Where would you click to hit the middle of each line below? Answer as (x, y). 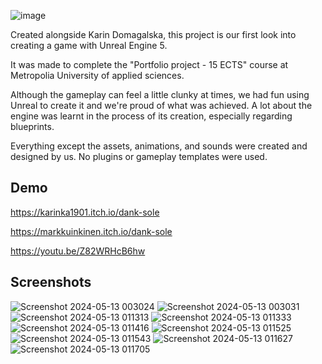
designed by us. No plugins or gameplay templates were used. (139, 156)
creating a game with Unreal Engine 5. (89, 45)
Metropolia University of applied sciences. (97, 75)
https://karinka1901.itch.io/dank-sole (85, 212)
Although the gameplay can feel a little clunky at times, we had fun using (160, 94)
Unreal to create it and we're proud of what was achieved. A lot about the (161, 105)
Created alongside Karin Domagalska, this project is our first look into (153, 34)
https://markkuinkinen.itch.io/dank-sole (91, 231)
